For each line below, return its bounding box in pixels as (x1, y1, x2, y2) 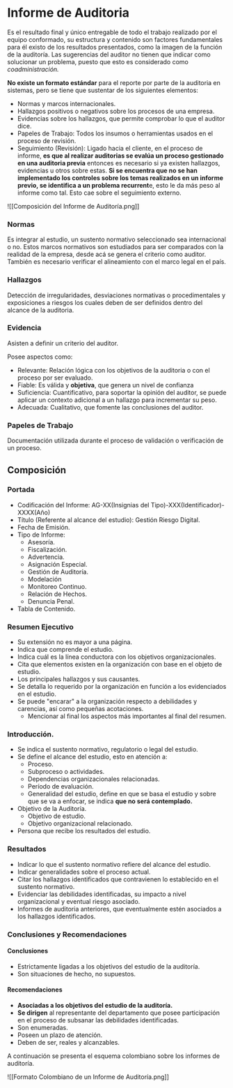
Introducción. (7, 729, 54, 739)
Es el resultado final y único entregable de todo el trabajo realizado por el (7, 28, 218, 36)
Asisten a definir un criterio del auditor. (7, 338, 119, 347)
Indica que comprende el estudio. (17, 646, 114, 654)
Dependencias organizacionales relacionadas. (27, 775, 160, 783)
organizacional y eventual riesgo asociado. (17, 897, 140, 905)
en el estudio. (17, 690, 57, 699)
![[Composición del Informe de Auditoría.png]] (7, 202, 140, 210)
